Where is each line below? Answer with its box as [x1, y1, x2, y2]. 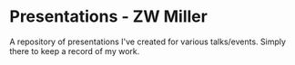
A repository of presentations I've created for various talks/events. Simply [9, 36, 287, 47]
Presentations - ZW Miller [9, 6, 208, 27]
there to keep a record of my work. [9, 45, 140, 56]
